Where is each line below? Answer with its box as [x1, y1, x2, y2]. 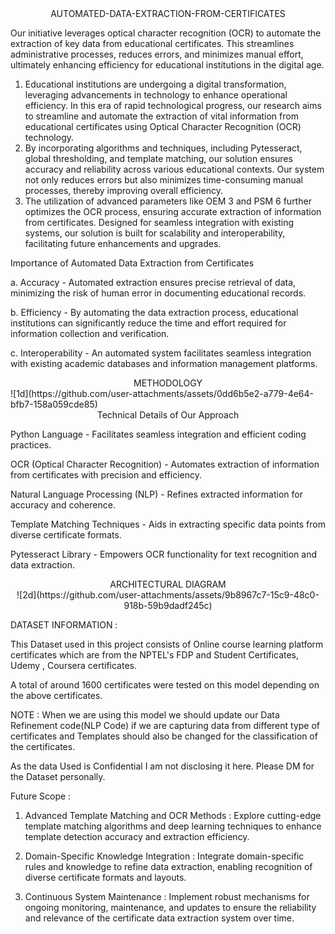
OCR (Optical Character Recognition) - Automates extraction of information [10, 458, 320, 470]
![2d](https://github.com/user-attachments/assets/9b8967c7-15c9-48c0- [16, 589, 320, 601]
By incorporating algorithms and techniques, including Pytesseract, [24, 142, 303, 154]
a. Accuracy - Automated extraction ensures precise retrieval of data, [10, 277, 297, 288]
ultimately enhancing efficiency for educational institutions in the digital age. [10, 59, 325, 71]
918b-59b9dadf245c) [123, 600, 213, 611]
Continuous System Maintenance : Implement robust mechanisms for [24, 891, 310, 902]
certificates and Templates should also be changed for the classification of [10, 730, 318, 742]
